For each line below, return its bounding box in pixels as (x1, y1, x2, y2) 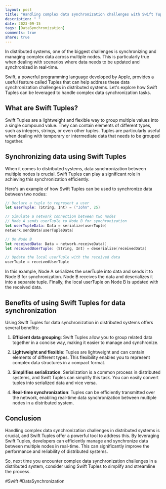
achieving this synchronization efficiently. (5, 176, 90, 182)
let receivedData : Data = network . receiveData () (5, 241, 107, 246)
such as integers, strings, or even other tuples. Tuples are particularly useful (5, 127, 161, 134)
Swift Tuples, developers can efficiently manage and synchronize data (5, 438, 148, 443)
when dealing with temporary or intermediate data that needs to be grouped (5, 133, 160, 139)
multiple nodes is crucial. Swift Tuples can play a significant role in (5, 171, 140, 177)
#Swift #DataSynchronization (5, 478, 65, 484)
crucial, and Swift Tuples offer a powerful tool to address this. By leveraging (5, 433, 160, 439)
